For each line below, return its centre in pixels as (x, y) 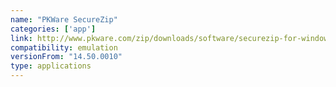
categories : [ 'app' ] (53, 29)
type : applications (51, 66)
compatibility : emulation (64, 47)
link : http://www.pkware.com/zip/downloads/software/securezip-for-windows (171, 38)
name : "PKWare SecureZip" (64, 19)
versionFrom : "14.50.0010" (66, 57)
